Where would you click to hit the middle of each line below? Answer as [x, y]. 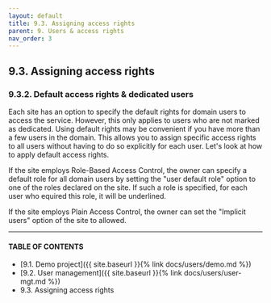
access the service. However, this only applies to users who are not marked [134, 120]
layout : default [35, 16]
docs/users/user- [213, 273]
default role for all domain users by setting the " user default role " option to [132, 179]
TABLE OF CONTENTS [46, 246]
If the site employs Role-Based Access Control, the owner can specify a [128, 170]
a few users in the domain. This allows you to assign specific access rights [132, 137]
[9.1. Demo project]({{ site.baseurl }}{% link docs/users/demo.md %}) [135, 264]
